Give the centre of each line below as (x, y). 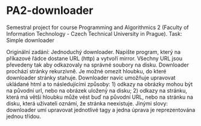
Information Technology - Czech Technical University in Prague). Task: (94, 33)
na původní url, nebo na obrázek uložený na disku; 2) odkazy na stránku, (97, 90)
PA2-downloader (50, 11)
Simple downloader (30, 40)
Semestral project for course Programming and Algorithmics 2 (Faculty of (97, 27)
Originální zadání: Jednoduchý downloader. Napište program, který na (94, 51)
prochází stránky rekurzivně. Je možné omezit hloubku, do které (87, 71)
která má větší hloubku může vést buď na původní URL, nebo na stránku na (100, 97)
